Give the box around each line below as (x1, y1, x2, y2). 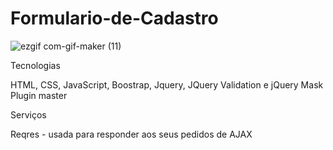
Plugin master (10, 89, 68, 101)
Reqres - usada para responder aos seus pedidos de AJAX (10, 128, 253, 140)
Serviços (10, 108, 47, 121)
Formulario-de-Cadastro (10, 7, 219, 30)
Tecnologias (10, 59, 61, 71)
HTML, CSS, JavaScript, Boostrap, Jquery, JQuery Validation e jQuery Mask (10, 78, 324, 91)
